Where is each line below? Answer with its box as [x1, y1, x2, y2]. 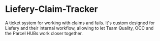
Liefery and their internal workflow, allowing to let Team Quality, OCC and [5, 25, 154, 31]
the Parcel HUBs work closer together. [5, 30, 83, 36]
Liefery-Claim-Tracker [5, 3, 98, 15]
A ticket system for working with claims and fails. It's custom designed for [5, 20, 155, 26]
